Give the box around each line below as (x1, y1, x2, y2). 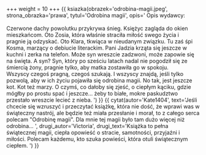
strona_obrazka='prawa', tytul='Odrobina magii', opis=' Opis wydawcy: (6, 12, 186, 19)
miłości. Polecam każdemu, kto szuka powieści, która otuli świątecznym (6, 135, 188, 143)
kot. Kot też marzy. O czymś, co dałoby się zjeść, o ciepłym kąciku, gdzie (6, 83, 191, 91)
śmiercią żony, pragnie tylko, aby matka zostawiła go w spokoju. (6, 64, 169, 71)
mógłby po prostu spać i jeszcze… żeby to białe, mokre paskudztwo (6, 90, 178, 97)
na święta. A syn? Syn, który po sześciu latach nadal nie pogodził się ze (6, 58, 188, 64)
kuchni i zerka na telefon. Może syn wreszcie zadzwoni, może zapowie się (6, 51, 194, 58)
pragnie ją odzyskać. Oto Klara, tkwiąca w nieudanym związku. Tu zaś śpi (6, 38, 193, 45)
